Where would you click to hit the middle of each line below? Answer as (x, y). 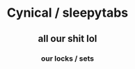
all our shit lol (67, 39)
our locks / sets (67, 59)
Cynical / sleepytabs (67, 13)
